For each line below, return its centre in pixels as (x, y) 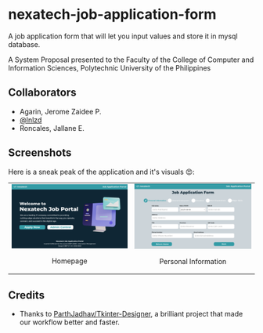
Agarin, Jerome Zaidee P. (60, 111)
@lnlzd (31, 120)
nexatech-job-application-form (112, 14)
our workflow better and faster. (69, 322)
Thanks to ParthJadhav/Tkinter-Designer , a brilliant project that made (131, 314)
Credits (27, 295)
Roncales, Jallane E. (52, 128)
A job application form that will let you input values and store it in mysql (123, 36)
